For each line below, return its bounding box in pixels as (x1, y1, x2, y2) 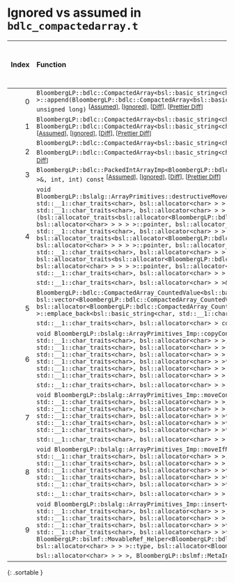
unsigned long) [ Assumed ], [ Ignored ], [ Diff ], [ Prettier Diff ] (36, 102, 203, 114)
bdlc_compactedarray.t (7, 20, 139, 33)
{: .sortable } (7, 568, 43, 576)
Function (36, 59, 67, 69)
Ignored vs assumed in (7, 5, 141, 21)
